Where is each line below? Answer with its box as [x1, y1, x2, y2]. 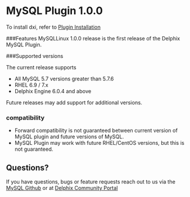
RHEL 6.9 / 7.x [14, 81, 49, 89]
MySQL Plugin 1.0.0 [6, 4, 103, 18]
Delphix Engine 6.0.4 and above [14, 87, 92, 94]
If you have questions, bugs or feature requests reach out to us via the [6, 178, 175, 185]
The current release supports [6, 63, 77, 71]
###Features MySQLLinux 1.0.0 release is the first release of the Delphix [6, 35, 180, 42]
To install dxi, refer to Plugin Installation [6, 23, 101, 30]
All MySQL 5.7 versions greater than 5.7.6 [14, 75, 114, 82]
